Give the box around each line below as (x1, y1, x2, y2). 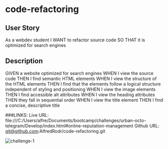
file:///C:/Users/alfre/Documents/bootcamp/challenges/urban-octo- (5, 117, 146, 123)
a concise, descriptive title (5, 102, 60, 108)
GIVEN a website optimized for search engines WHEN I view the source (5, 70, 154, 76)
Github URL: (134, 122, 160, 129)
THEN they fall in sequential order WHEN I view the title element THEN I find (5, 97, 163, 103)
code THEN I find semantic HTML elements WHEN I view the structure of (5, 76, 157, 82)
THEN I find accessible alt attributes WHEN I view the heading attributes (5, 92, 155, 98)
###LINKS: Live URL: (5, 112, 49, 118)
